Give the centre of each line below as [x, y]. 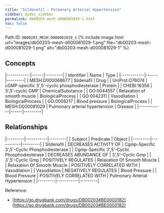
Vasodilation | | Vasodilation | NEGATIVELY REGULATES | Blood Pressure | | [81, 170]
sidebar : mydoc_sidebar [29, 14]
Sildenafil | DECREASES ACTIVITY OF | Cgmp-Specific [100, 144]
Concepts [20, 63]
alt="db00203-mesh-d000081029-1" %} [88, 48]
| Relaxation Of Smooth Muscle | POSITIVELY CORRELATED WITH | [73, 165]
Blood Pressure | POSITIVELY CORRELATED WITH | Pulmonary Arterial [76, 176]
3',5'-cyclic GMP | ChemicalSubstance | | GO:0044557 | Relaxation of [75, 91]
